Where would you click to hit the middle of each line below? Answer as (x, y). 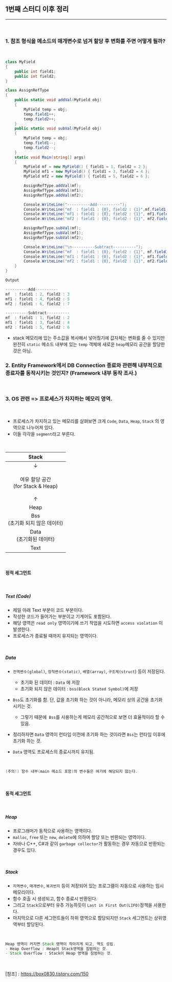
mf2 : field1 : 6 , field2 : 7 (38, 304)
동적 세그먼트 (18, 794)
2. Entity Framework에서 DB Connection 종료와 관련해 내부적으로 (84, 365)
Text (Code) (18, 596)
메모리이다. (24, 892)
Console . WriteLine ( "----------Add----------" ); (75, 205)
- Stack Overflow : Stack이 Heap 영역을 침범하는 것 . (59, 953)
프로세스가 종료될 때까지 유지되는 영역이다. (55, 635)
